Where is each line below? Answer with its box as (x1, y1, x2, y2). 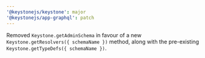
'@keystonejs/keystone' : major (6, 9, 86, 15)
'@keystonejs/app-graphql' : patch (6, 15, 95, 21)
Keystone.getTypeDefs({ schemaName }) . (6, 44, 107, 52)
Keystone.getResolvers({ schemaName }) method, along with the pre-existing (6, 38, 199, 45)
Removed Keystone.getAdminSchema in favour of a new (6, 31, 142, 38)
